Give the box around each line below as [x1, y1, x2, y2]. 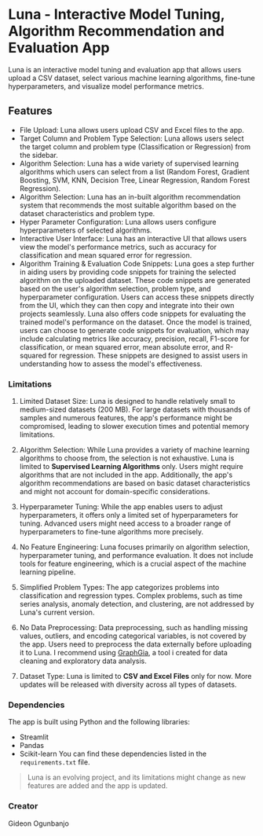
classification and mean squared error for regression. [19, 250, 192, 260]
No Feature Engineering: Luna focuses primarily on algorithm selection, [19, 542, 250, 552]
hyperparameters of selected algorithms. [19, 225, 152, 235]
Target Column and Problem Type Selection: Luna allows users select [19, 134, 245, 143]
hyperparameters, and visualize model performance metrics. [8, 81, 204, 91]
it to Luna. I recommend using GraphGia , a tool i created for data [19, 648, 228, 658]
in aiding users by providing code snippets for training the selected [19, 267, 237, 277]
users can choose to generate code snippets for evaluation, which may [19, 325, 250, 335]
